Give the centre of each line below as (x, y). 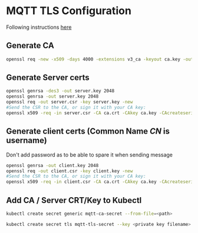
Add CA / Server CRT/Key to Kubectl (74, 200)
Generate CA (30, 46)
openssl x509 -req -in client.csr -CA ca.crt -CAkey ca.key (82, 182)
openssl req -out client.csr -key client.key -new (70, 171)
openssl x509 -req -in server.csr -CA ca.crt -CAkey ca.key (82, 113)
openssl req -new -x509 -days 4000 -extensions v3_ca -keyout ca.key (93, 59)
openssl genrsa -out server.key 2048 (52, 96)
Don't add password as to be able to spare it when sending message (89, 155)
